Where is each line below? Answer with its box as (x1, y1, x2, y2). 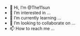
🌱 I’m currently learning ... (9, 15, 62, 20)
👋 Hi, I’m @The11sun (9, 5, 50, 10)
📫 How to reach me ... (9, 26, 55, 31)
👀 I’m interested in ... (9, 10, 51, 16)
